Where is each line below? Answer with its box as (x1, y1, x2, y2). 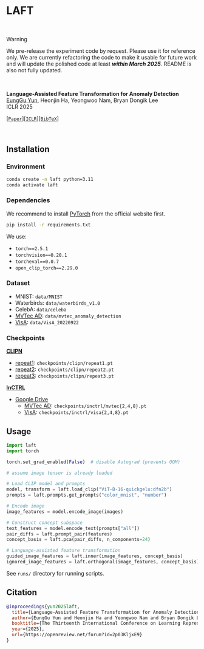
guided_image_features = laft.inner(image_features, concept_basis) (6, 553, 183, 559)
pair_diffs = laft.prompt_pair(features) (6, 531, 113, 537)
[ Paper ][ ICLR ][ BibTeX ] (6, 115, 59, 122)
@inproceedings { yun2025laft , (6, 603, 80, 610)
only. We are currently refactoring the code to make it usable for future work (6, 53, 197, 61)
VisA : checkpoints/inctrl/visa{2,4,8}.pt (24, 409, 129, 416)
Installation (6, 144, 50, 155)
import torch (6, 447, 39, 454)
